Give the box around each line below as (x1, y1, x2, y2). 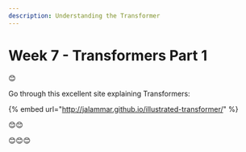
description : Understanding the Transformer (8, 11, 161, 20)
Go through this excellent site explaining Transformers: (8, 88, 191, 98)
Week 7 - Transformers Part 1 (8, 46, 208, 64)
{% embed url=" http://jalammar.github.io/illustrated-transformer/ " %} (8, 104, 239, 113)
